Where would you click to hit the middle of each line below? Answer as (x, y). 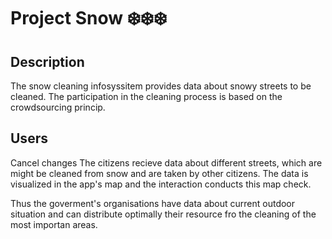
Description (47, 61)
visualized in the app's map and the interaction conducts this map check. (161, 184)
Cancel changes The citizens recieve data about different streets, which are (166, 162)
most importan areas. (54, 224)
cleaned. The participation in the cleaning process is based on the (146, 96)
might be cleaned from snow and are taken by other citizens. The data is (159, 173)
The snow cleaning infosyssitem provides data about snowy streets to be (161, 86)
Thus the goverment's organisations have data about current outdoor (153, 203)
